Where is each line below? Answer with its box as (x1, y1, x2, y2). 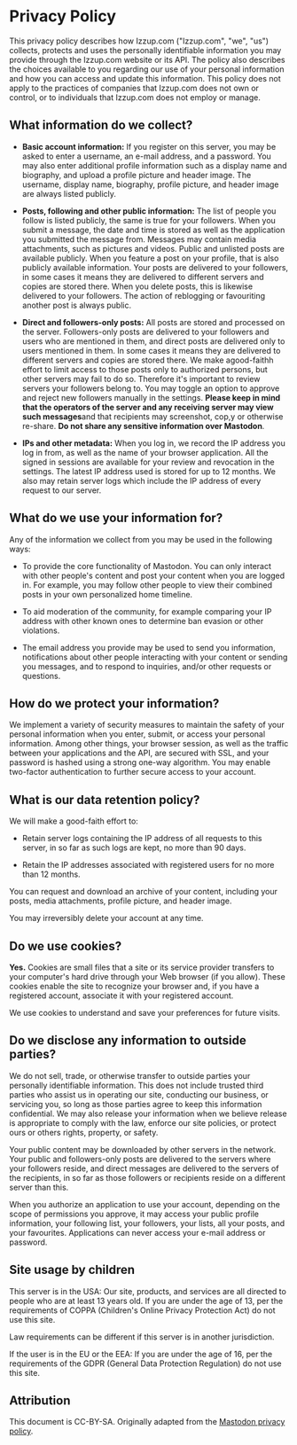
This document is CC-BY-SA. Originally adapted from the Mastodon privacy (9, 1417, 285, 1427)
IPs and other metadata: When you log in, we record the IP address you (21, 437, 285, 449)
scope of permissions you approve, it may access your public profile (9, 1208, 260, 1219)
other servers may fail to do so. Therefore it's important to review (21, 373, 261, 384)
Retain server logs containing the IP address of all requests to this (21, 833, 262, 844)
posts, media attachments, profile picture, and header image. (9, 895, 232, 906)
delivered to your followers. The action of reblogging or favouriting (21, 290, 266, 301)
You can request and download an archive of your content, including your (9, 887, 277, 897)
